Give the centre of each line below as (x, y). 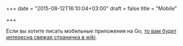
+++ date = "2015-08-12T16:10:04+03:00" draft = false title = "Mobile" (91, 8)
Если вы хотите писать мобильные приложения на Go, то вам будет (91, 31)
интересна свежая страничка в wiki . (52, 37)
